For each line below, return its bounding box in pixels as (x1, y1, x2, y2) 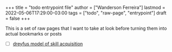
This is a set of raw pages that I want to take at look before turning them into (5, 25, 167, 31)
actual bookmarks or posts (5, 31, 62, 37)
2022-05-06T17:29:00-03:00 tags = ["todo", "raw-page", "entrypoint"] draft (5, 10, 167, 16)
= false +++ (5, 15, 30, 21)
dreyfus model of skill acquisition (12, 41, 83, 47)
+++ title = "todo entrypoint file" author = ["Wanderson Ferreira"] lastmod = (5, 5, 166, 10)
